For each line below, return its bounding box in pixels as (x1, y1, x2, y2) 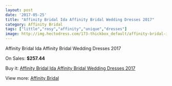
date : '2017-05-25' (5, 12, 47, 17)
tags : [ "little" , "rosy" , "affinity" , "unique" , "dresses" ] (5, 27, 127, 32)
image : (5, 31, 19, 36)
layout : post (5, 7, 33, 13)
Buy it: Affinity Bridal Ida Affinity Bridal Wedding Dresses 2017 (5, 65, 136, 71)
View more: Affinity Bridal (5, 75, 59, 81)
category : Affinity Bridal (5, 21, 63, 27)
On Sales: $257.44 (5, 55, 45, 61)
